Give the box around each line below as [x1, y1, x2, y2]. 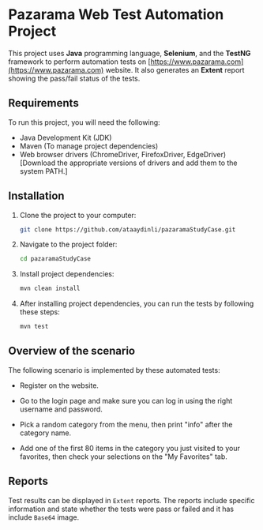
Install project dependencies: [19, 269, 115, 279]
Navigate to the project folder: [19, 239, 118, 250]
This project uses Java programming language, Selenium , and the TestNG [8, 48, 251, 58]
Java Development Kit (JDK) [19, 133, 112, 142]
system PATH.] [19, 166, 69, 175]
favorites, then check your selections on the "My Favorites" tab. [19, 452, 227, 461]
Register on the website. [19, 381, 99, 390]
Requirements [8, 96, 79, 110]
